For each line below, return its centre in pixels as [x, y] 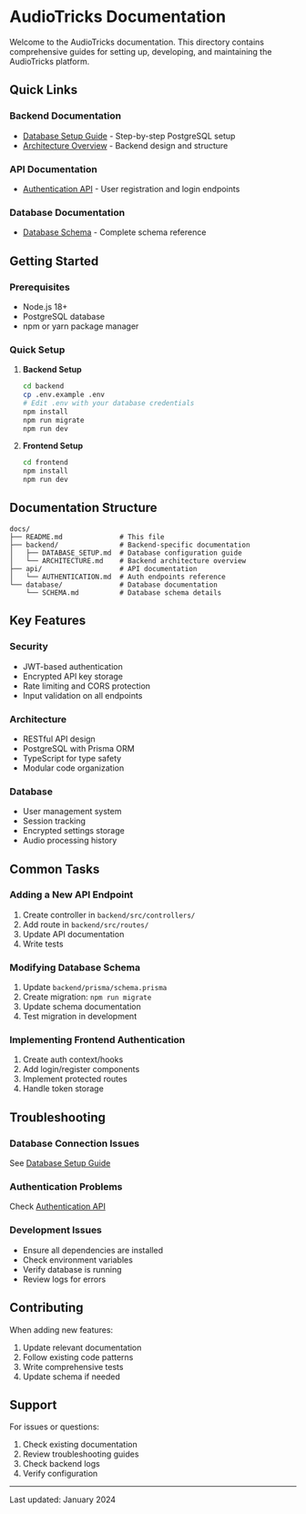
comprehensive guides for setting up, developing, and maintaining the [141, 51]
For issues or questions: [55, 1427]
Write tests [43, 944]
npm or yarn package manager [81, 326]
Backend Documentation [65, 116]
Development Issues [56, 1230]
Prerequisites [40, 287]
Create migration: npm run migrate [87, 997]
